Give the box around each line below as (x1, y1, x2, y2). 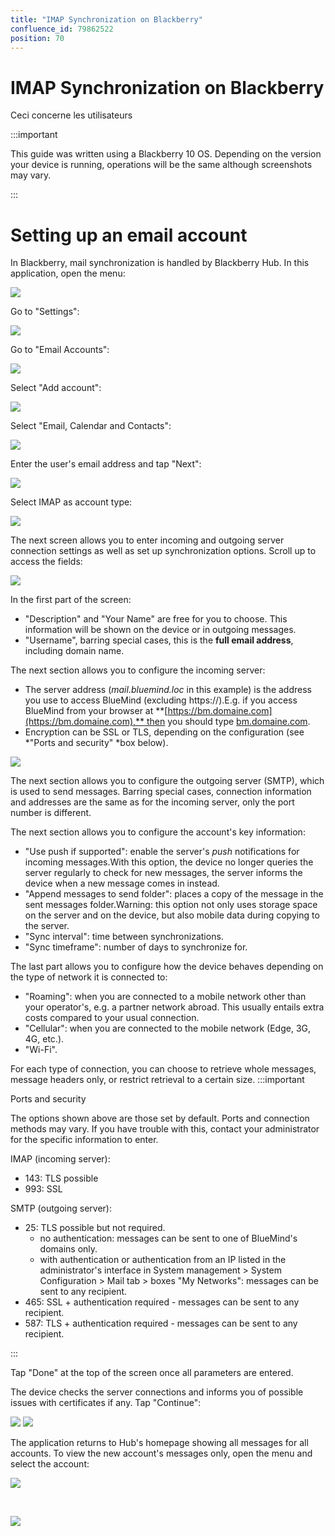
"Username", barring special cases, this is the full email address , (24, 634, 294, 646)
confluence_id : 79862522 (10, 24, 114, 34)
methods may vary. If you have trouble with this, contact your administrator (10, 1123, 320, 1135)
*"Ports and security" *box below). (24, 737, 169, 749)
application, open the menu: (10, 267, 126, 280)
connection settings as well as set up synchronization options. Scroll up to (10, 545, 317, 557)
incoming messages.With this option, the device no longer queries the (24, 856, 314, 868)
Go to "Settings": (10, 306, 80, 318)
